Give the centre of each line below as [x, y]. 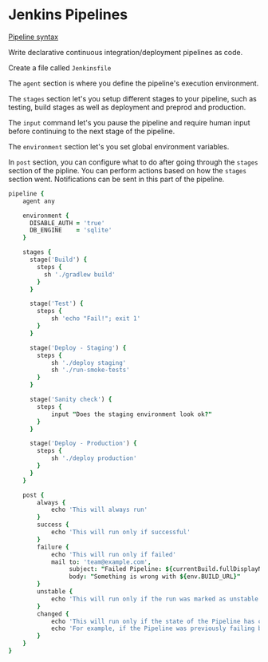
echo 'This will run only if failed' [114, 554]
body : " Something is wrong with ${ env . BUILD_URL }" [155, 577]
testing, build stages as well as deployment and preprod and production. [127, 107]
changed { [53, 614]
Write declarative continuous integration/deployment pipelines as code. [126, 52]
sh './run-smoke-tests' [90, 370]
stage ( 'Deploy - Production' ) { [83, 444]
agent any [39, 201]
